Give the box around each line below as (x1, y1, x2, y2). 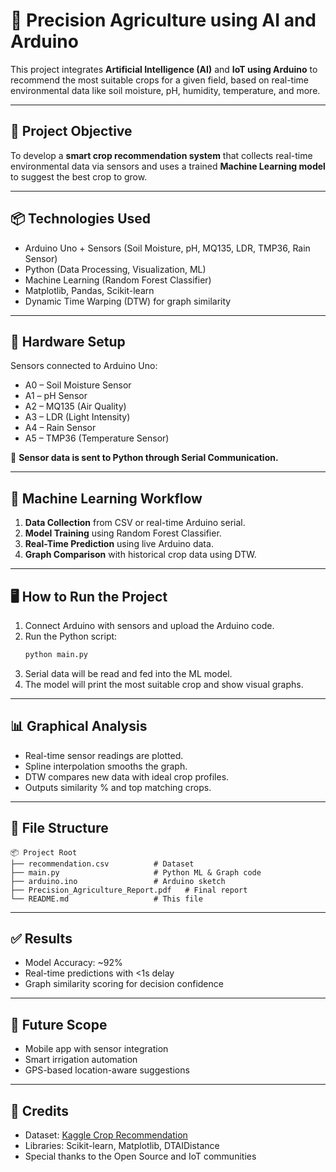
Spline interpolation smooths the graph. (24, 760, 188, 772)
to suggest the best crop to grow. (10, 170, 148, 183)
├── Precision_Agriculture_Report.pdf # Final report (10, 885, 248, 895)
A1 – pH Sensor (24, 390, 88, 402)
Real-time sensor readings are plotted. (24, 749, 184, 761)
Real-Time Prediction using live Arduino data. (24, 538, 214, 550)
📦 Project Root (10, 847, 78, 858)
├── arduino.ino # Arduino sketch (10, 876, 226, 886)
